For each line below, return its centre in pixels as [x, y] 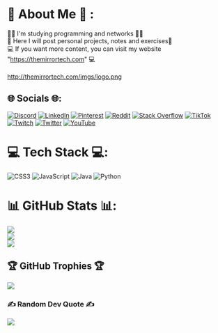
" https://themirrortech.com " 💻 [51, 59]
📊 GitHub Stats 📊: [62, 206]
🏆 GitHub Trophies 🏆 [56, 266]
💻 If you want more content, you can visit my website [84, 49]
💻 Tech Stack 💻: [58, 152]
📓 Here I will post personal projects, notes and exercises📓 [90, 40]
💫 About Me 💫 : [50, 14]
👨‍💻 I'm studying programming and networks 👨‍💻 [76, 33]
